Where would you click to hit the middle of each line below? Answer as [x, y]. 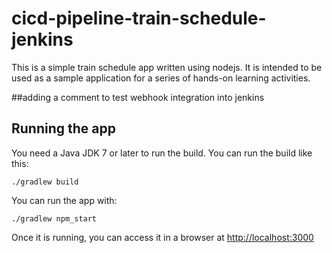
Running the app [63, 128]
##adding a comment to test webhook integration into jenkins [138, 97]
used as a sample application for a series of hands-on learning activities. [161, 78]
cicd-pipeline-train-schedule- [139, 18]
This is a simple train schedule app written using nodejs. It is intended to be [167, 67]
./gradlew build [45, 182]
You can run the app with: [64, 200]
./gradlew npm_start [54, 218]
